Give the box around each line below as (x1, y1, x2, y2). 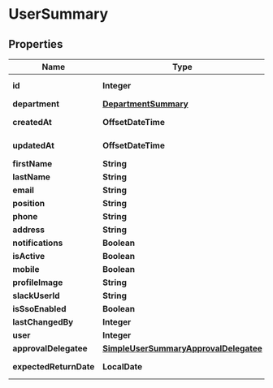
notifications (12, 237, 63, 248)
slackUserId (12, 290, 60, 301)
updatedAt (12, 140, 55, 151)
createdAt (12, 117, 53, 127)
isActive (12, 251, 45, 261)
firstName (12, 158, 53, 169)
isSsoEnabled (12, 304, 67, 314)
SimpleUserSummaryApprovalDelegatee (102, 343, 262, 354)
